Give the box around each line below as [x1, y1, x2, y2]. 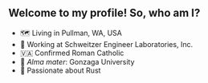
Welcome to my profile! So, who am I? [8, 6, 201, 20]
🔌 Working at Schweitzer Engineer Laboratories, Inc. [19, 39, 194, 49]
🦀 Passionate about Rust [19, 65, 101, 75]
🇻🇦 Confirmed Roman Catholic [19, 48, 124, 57]
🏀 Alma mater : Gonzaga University [19, 57, 135, 66]
